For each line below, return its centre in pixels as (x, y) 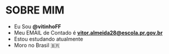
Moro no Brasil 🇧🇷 (37, 45)
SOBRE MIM (35, 10)
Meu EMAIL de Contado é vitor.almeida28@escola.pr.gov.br (88, 32)
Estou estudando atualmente (48, 39)
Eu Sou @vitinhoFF (37, 26)
